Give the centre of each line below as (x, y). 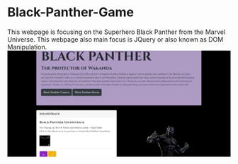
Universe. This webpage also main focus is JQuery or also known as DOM (115, 39)
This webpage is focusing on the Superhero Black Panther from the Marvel (117, 32)
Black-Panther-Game (71, 12)
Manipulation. (27, 47)
